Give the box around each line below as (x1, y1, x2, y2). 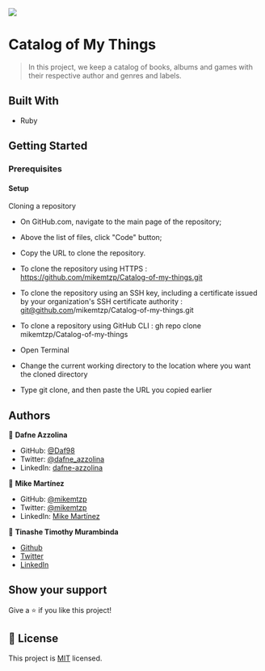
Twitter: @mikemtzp (19, 503, 87, 513)
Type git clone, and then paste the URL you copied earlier (19, 385, 212, 395)
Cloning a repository (8, 201, 77, 211)
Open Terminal (19, 345, 70, 355)
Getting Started (8, 139, 88, 153)
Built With (8, 94, 59, 108)
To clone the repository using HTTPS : (19, 264, 148, 274)
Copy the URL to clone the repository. (19, 248, 146, 258)
